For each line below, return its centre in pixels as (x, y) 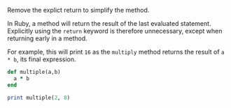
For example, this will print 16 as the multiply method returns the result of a (116, 52)
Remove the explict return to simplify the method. (78, 10)
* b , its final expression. (42, 59)
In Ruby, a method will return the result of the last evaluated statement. (109, 23)
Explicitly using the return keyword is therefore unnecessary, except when (115, 31)
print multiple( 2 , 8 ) (39, 98)
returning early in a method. (47, 38)
